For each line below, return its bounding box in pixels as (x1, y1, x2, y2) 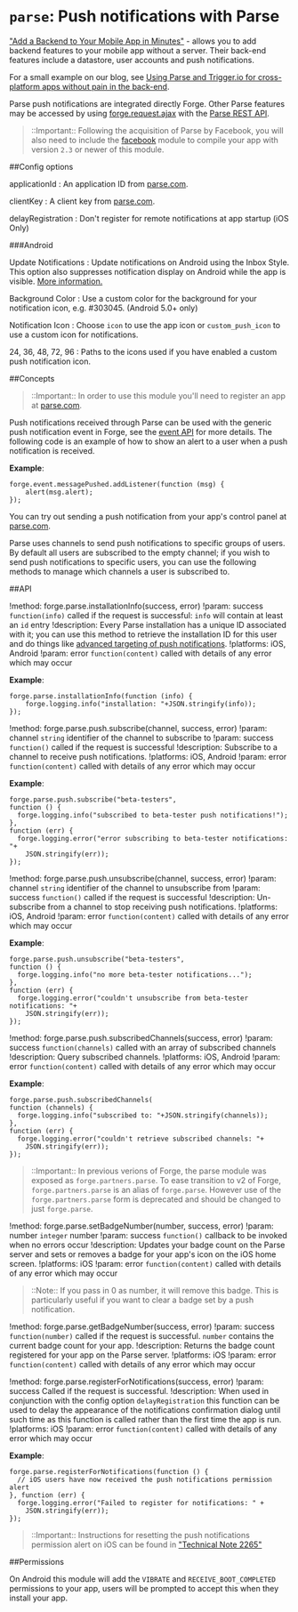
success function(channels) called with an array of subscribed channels (9, 1042, 277, 1052)
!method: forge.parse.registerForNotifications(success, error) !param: (9, 1376, 264, 1387)
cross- (257, 71, 282, 82)
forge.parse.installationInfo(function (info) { (9, 691, 193, 700)
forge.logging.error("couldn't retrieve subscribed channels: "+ (17, 1134, 265, 1143)
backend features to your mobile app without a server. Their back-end (9, 44, 267, 55)
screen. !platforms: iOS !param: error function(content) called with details (9, 1258, 282, 1269)
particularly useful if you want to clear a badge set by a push (30, 1294, 254, 1305)
